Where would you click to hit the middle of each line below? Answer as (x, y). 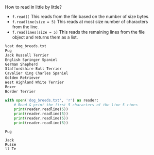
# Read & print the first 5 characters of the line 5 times (76, 105)
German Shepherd (21, 64)
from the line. (25, 27)
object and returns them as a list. (45, 37)
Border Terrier (20, 91)
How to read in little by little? (34, 7)
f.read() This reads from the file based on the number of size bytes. (81, 16)
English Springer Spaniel (31, 60)
